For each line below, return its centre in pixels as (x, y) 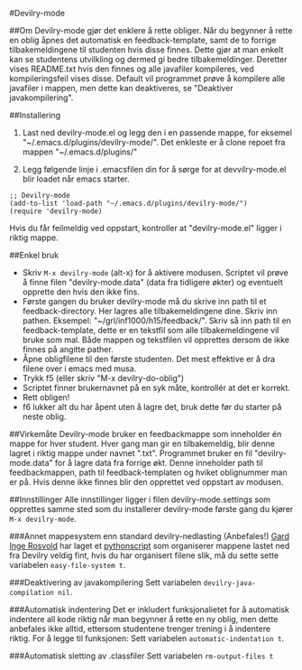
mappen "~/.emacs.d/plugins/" (80, 152)
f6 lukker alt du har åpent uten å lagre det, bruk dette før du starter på (152, 407)
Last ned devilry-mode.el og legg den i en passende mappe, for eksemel (157, 133)
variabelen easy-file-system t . (68, 565)
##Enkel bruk (34, 255)
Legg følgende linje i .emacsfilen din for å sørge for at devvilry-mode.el (154, 169)
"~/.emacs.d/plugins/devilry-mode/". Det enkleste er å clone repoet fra (154, 142)
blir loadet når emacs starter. (76, 179)
